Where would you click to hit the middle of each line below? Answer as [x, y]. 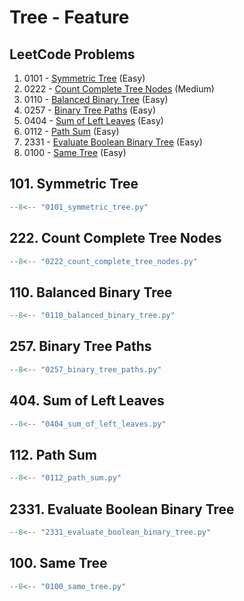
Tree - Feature [69, 17]
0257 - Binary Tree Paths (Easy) [89, 110]
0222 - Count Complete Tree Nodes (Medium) [119, 89]
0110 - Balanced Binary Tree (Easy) [96, 99]
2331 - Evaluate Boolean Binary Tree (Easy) [113, 142]
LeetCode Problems [72, 54]
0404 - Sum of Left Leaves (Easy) [93, 120]
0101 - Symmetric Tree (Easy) [84, 78]
